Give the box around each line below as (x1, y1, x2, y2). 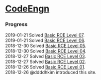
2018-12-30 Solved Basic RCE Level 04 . (5, 48, 87, 54)
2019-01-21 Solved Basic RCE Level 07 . (5, 32, 85, 38)
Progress (5, 21, 28, 28)
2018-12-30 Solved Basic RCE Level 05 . (5, 43, 87, 49)
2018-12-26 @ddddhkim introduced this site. (5, 69, 97, 75)
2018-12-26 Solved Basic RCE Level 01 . (5, 64, 86, 70)
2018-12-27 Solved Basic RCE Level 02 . (5, 58, 86, 65)
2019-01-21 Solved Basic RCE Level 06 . (5, 37, 86, 43)
